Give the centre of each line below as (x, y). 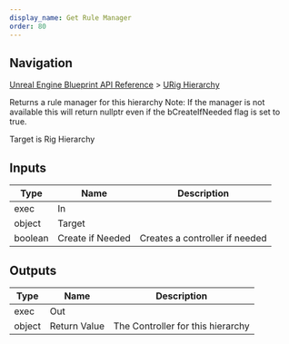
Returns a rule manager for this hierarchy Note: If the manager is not (137, 103)
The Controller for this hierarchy (181, 326)
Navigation (41, 63)
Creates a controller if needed (203, 239)
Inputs (28, 167)
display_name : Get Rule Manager (70, 18)
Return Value (77, 326)
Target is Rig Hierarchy (52, 139)
